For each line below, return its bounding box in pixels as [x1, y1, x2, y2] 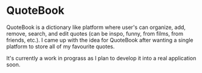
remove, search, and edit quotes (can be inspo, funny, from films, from [6, 30, 184, 37]
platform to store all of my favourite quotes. [6, 43, 115, 50]
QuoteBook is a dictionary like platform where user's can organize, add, [6, 24, 186, 31]
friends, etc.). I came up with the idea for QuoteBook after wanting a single [6, 36, 193, 43]
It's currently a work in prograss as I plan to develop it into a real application [6, 54, 197, 62]
